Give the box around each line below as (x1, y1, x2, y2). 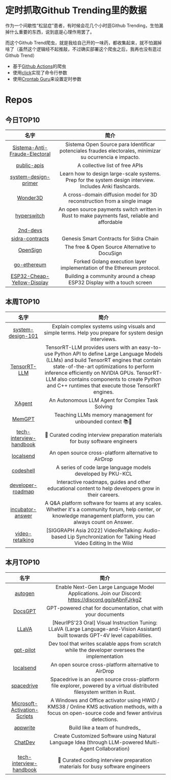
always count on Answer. (73, 518, 134, 525)
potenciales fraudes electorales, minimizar (59, 147, 161, 154)
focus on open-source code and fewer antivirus (47, 709, 162, 716)
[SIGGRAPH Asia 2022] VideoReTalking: (46, 526, 142, 534)
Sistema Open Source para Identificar (65, 141, 155, 148)
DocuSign (98, 249, 122, 257)
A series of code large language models (55, 464, 151, 471)
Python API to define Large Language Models (54, 350, 163, 357)
